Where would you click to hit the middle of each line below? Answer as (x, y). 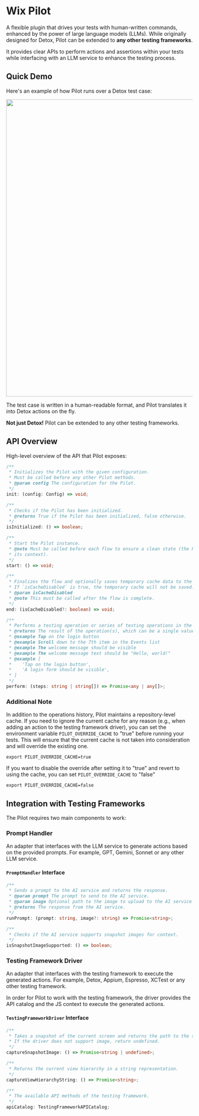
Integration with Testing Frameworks (76, 804)
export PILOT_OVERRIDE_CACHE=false (50, 785)
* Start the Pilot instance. (45, 543)
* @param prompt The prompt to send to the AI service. (79, 896)
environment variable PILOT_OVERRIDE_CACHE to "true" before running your (95, 734)
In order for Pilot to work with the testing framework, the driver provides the (98, 998)
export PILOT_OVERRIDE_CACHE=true (49, 757)
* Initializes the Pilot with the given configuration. (79, 472)
